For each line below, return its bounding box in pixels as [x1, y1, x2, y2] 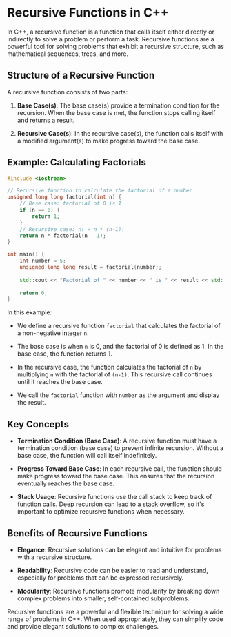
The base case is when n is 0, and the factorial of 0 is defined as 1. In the [17, 343, 224, 351]
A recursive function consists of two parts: [7, 88, 128, 96]
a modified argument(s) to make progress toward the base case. [17, 136, 200, 145]
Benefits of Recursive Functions [7, 527, 148, 539]
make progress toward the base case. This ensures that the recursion [17, 472, 215, 481]
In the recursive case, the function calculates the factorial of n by [17, 363, 202, 372]
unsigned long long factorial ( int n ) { [7, 194, 122, 201]
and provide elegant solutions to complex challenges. [7, 622, 159, 630]
